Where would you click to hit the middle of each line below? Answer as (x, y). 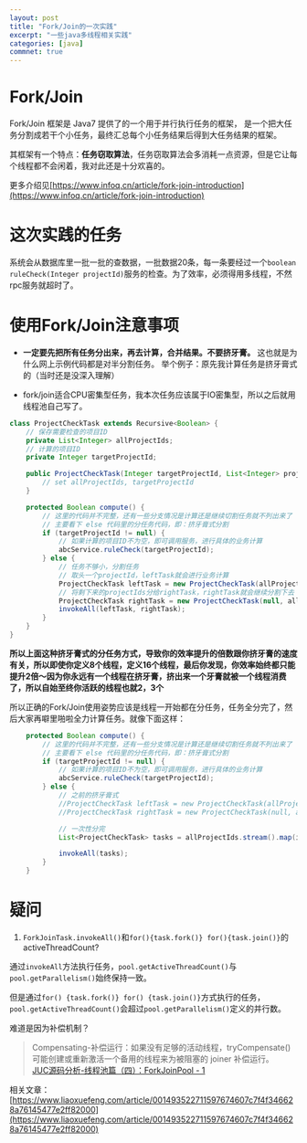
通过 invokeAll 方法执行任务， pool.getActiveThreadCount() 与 (123, 966)
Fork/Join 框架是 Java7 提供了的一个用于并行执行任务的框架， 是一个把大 (147, 123)
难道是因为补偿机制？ (49, 1028)
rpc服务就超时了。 (44, 285)
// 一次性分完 (81, 829)
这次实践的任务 (66, 235)
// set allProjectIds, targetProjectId (118, 482)
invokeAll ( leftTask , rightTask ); (122, 609)
